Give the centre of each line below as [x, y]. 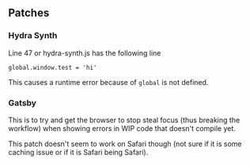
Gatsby [23, 102]
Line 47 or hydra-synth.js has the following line [85, 53]
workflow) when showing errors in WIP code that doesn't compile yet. [122, 128]
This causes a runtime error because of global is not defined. [108, 82]
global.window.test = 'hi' [53, 67]
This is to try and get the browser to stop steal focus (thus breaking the [124, 120]
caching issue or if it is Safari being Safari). [78, 152]
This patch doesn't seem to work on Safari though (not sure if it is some [125, 144]
